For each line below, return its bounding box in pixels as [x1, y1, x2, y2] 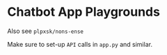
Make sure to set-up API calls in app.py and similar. [7, 40, 153, 48]
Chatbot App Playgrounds [7, 4, 160, 20]
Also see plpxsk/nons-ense [7, 27, 83, 35]
